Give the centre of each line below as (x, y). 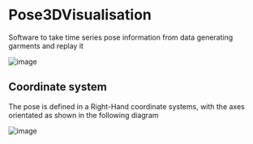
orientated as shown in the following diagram (84, 115)
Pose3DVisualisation (80, 15)
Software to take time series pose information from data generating (121, 37)
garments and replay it (46, 45)
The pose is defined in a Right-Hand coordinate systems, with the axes (126, 106)
